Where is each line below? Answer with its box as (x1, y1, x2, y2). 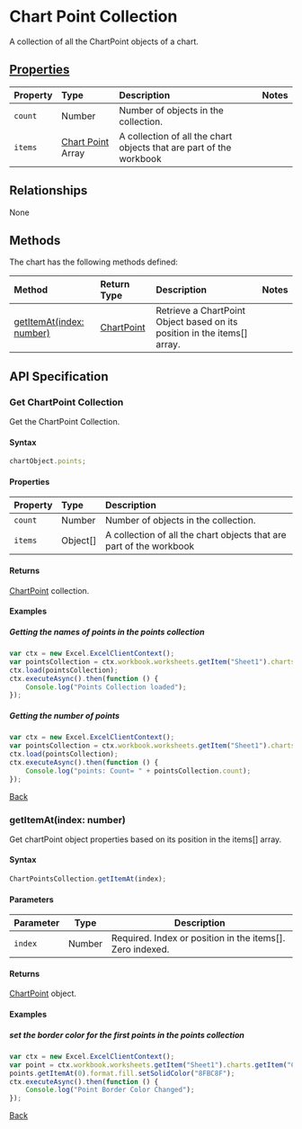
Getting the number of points (9, 710, 120, 721)
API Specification (9, 369, 110, 384)
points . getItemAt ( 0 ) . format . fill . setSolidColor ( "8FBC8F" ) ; (9, 1069, 235, 1078)
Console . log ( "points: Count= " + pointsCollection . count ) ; (25, 766, 252, 775)
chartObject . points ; (9, 457, 87, 466)
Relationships (9, 183, 88, 199)
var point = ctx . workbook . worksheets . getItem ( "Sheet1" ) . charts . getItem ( (9, 1060, 288, 1070)
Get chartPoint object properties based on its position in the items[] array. (9, 834, 282, 845)
